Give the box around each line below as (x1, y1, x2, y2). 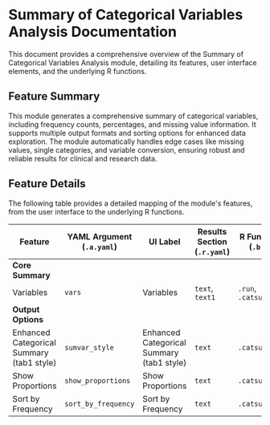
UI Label (148, 235, 181, 247)
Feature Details (8, 177, 86, 190)
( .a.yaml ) (81, 241, 118, 252)
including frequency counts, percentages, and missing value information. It (8, 119, 257, 129)
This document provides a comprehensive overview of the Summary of (8, 49, 243, 59)
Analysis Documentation (8, 22, 177, 41)
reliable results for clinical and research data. (8, 153, 157, 163)
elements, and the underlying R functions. (8, 66, 147, 76)
